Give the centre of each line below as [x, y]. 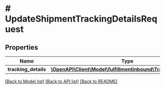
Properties [22, 47]
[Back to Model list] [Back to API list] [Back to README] [61, 81]
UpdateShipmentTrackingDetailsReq [81, 19]
